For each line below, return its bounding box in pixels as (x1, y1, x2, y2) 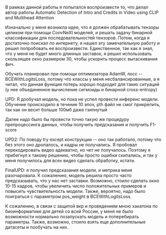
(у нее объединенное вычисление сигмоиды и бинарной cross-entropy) (5, 87, 158, 92)
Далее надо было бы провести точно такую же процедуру (5, 117, 130, 122)
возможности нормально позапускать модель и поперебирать (5, 214, 139, 220)
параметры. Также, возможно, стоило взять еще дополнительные (5, 219, 146, 225)
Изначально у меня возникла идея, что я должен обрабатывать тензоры (5, 24, 160, 30)
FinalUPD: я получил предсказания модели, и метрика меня (5, 167, 132, 173)
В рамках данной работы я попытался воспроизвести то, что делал (5, 4, 149, 10)
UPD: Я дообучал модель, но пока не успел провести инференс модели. (5, 96, 159, 102)
